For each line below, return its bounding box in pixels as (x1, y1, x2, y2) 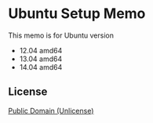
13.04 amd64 (19, 54, 63, 63)
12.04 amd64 (19, 45, 63, 55)
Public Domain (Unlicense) (8, 106, 94, 115)
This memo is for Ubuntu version (8, 31, 114, 40)
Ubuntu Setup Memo (8, 5, 146, 23)
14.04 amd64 (19, 62, 63, 71)
